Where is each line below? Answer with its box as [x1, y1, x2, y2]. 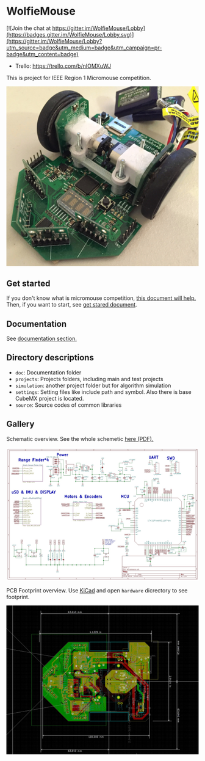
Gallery [6, 419, 35, 429]
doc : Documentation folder [15, 368, 82, 376]
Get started [6, 278, 51, 288]
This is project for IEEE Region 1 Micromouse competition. [6, 74, 151, 81]
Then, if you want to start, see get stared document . [6, 301, 137, 308]
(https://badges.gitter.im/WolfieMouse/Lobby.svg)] [6, 31, 134, 38]
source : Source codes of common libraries [15, 401, 122, 409]
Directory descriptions [6, 352, 95, 363]
